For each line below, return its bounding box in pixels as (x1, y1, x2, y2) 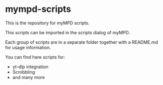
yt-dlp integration (12, 64, 48, 70)
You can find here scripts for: (5, 54, 65, 60)
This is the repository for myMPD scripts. (5, 20, 90, 26)
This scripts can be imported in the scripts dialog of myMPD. (5, 29, 130, 35)
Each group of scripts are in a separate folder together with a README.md (5, 39, 158, 45)
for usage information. (5, 44, 51, 50)
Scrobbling (12, 69, 35, 75)
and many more (12, 74, 45, 80)
